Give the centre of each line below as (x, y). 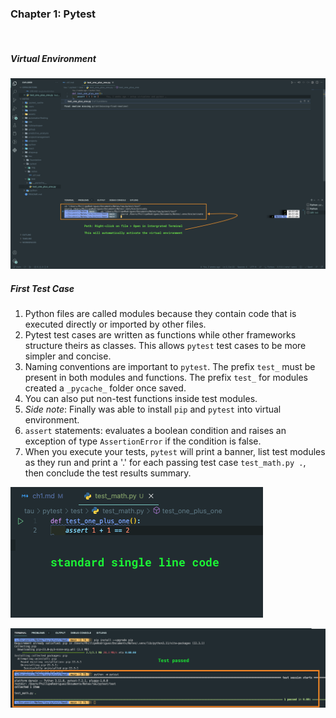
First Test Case (42, 289)
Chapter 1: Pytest (53, 14)
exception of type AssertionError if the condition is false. (143, 441)
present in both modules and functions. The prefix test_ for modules (166, 378)
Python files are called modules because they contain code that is (160, 314)
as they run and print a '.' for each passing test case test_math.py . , (165, 463)
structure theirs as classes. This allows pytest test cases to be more (165, 346)
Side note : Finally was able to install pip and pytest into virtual (153, 409)
